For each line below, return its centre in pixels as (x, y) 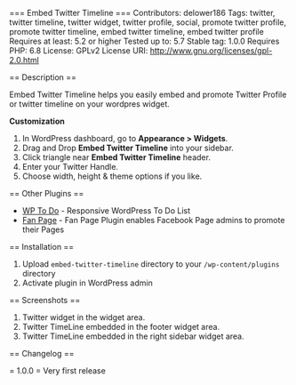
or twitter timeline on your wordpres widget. (90, 104)
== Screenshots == (45, 300)
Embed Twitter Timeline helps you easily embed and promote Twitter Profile (148, 94)
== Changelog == (42, 353)
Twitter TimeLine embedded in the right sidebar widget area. (133, 336)
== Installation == (42, 247)
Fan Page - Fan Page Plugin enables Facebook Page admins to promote (153, 220)
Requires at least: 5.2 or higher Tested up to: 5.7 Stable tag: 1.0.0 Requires (144, 41)
